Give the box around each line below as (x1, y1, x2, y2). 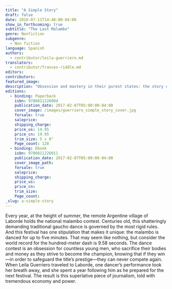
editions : (5, 88, 27, 94)
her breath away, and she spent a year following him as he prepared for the (5, 267, 164, 273)
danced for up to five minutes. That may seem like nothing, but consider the (5, 234, 165, 240)
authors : (5, 50, 24, 55)
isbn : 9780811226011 (14, 151, 58, 156)
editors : (5, 70, 24, 75)
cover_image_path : (14, 160, 54, 165)
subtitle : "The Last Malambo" (5, 27, 70, 32)
